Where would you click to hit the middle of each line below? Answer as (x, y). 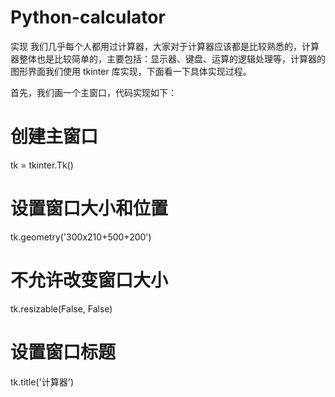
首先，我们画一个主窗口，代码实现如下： (93, 92)
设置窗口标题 (63, 352)
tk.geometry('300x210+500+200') (81, 237)
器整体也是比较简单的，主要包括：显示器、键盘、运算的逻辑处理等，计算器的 (168, 58)
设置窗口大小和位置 (89, 208)
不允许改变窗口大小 (89, 280)
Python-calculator (88, 17)
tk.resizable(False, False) (61, 308)
